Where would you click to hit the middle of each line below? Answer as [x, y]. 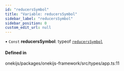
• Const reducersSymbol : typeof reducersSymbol [54, 41]
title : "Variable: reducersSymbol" [41, 14]
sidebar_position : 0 [26, 23]
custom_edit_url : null [28, 28]
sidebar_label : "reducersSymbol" [39, 18]
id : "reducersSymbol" [27, 9]
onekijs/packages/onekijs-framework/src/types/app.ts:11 [62, 63]
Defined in [16, 53]
